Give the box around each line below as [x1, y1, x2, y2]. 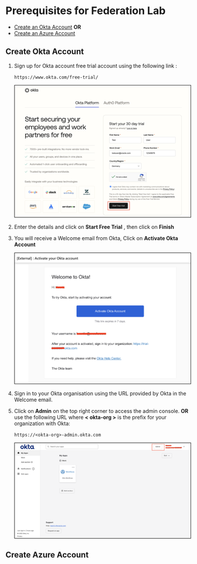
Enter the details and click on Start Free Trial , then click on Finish [13, 223, 174, 230]
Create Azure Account [5, 550, 89, 560]
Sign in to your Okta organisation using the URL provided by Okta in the [13, 389, 186, 396]
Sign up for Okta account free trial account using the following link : [13, 62, 177, 69]
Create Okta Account [5, 47, 84, 57]
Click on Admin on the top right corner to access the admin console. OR [13, 407, 189, 414]
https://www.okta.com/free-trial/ [13, 74, 98, 80]
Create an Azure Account [13, 29, 76, 36]
